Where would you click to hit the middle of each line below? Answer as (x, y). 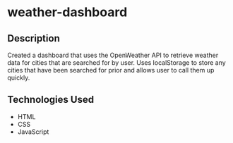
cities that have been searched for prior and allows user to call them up (111, 70)
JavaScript (33, 132)
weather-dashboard (67, 12)
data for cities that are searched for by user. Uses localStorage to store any (116, 63)
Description (34, 38)
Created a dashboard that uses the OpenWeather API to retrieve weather (113, 55)
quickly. (19, 77)
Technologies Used (50, 100)
